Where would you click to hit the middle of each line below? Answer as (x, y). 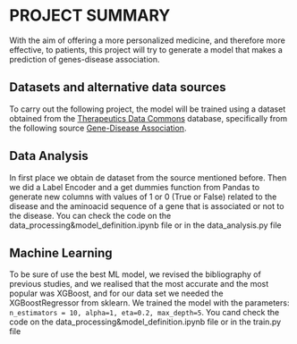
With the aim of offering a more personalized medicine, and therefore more (148, 40)
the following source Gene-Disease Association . (98, 128)
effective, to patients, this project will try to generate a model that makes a (146, 49)
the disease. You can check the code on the (90, 215)
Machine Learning (61, 252)
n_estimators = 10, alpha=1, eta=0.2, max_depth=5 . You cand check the (144, 313)
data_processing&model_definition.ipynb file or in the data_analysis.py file (145, 225)
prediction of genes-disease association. (85, 59)
